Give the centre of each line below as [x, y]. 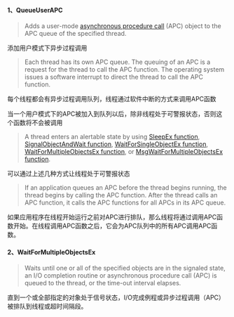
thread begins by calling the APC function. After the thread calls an [121, 195]
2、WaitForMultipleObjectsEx [51, 252]
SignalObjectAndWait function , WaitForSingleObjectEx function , [116, 144]
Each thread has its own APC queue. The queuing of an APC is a [117, 62]
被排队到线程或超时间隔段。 [47, 306]
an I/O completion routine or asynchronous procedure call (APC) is [121, 276]
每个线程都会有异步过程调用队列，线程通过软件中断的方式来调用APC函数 [112, 99]
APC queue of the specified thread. [75, 34]
